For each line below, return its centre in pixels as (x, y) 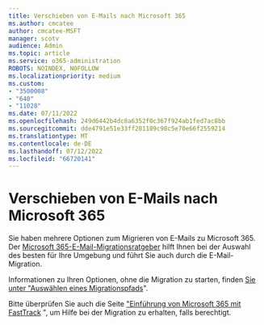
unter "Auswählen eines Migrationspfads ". (78, 289)
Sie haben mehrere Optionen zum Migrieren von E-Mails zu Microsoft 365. (132, 238)
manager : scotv (34, 38)
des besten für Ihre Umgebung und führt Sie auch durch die (108, 255)
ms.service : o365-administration (65, 61)
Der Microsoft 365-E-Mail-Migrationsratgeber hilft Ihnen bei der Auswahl (130, 247)
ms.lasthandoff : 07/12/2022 (56, 151)
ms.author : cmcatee (41, 23)
